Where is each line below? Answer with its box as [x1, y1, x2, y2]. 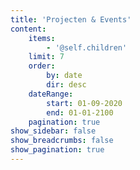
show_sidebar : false [10, 126, 97, 136]
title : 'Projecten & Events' [10, 14, 132, 25]
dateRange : [28, 89, 74, 99]
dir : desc [46, 80, 87, 90]
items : [28, 33, 56, 43]
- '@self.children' [46, 42, 128, 53]
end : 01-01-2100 [46, 107, 114, 118]
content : [10, 24, 47, 34]
